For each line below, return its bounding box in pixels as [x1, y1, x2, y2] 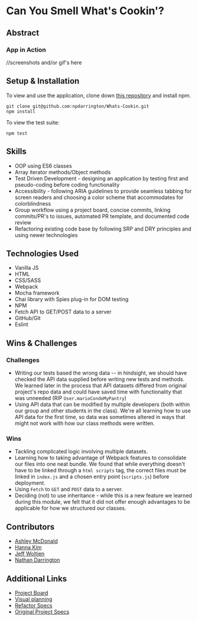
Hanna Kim [14, 544, 42, 551]
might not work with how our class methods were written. [14, 420, 155, 427]
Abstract [6, 28, 40, 38]
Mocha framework [14, 289, 60, 297]
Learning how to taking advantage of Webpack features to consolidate [14, 454, 187, 462]
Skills [6, 146, 27, 156]
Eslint [14, 321, 28, 328]
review [14, 219, 31, 226]
